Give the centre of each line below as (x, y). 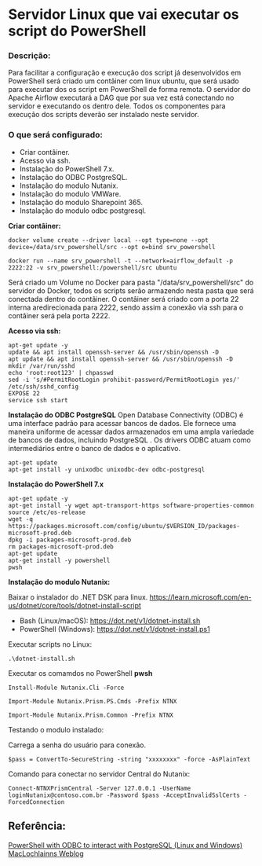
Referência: (37, 826)
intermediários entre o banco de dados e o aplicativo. (95, 448)
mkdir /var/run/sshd (42, 366)
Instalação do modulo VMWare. (70, 193)
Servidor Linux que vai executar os (124, 15)
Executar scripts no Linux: (50, 644)
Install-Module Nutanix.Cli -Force (66, 688)
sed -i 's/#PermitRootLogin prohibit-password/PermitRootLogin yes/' (124, 380)
